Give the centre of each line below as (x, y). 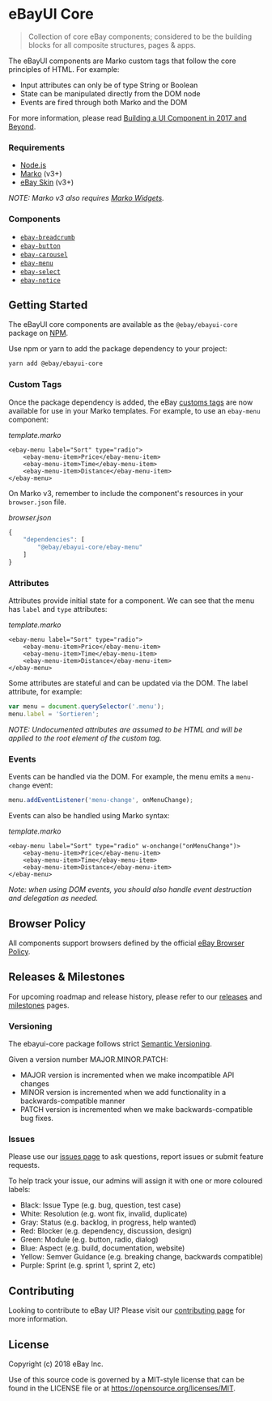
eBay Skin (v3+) (47, 182)
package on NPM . (38, 333)
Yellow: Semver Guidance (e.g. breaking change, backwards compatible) (142, 1257)
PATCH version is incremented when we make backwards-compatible (136, 1110)
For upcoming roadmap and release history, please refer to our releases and (136, 996)
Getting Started (48, 305)
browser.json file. (38, 502)
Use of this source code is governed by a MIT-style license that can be (127, 1379)
